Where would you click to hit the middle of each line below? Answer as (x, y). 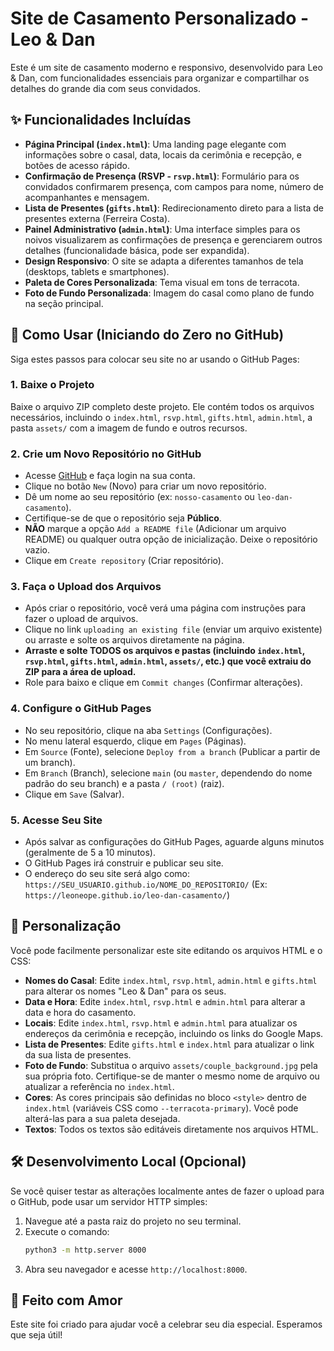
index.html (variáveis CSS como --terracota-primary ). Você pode (161, 1108)
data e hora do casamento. (80, 1012)
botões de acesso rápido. (77, 165)
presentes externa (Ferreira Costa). (97, 218)
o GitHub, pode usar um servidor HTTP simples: (109, 1201)
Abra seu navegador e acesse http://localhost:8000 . (136, 1269)
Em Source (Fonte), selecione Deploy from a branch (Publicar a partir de (172, 751)
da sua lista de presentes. (78, 1054)
